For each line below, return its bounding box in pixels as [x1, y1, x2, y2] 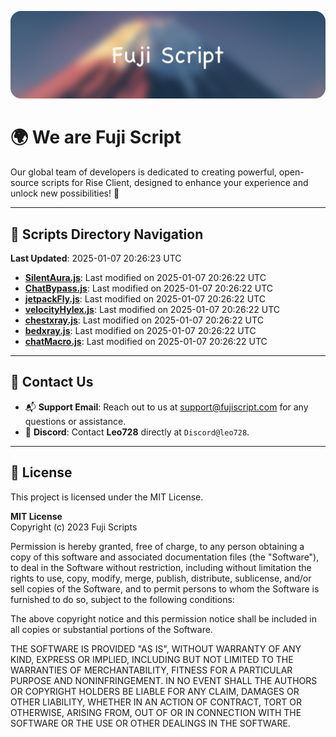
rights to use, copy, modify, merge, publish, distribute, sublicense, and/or [10, 572, 312, 584]
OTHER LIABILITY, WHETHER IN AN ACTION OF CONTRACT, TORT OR [10, 696, 302, 708]
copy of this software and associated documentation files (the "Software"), [10, 551, 320, 563]
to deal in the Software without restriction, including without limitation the [10, 561, 312, 573]
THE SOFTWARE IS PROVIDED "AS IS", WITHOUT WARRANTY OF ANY [10, 642, 302, 655]
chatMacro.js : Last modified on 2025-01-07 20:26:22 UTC [24, 336, 268, 348]
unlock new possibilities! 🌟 [10, 187, 120, 200]
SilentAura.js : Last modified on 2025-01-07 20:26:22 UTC [24, 272, 267, 284]
